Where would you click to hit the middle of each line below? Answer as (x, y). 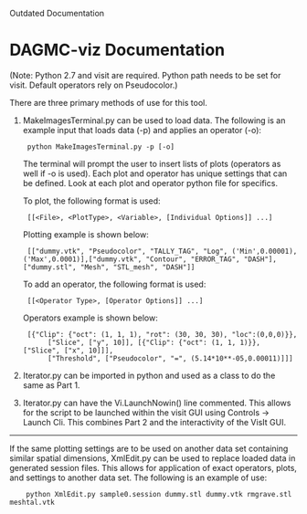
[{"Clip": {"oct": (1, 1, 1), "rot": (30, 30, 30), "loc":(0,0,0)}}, (162, 334)
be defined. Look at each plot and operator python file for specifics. (150, 183)
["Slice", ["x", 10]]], (68, 351)
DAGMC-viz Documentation (117, 50)
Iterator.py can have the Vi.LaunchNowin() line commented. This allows (157, 403)
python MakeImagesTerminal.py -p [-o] (101, 147)
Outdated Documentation (57, 13)
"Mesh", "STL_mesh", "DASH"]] (138, 267)
